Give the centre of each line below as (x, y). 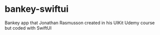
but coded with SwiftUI (28, 28)
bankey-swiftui (37, 9)
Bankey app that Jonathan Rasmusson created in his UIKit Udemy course (80, 23)
